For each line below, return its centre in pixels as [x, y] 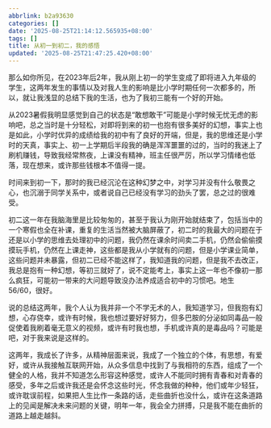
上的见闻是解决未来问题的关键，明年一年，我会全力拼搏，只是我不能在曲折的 [135, 405]
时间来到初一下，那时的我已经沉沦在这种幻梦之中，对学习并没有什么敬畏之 [132, 182]
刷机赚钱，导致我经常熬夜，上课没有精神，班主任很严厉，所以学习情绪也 [128, 155]
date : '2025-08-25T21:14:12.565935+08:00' [81, 31]
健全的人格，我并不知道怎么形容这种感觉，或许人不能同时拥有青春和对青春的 [135, 375]
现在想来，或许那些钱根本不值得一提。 [86, 165]
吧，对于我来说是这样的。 [51, 338]
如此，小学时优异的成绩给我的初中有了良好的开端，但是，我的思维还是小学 [139, 135]
